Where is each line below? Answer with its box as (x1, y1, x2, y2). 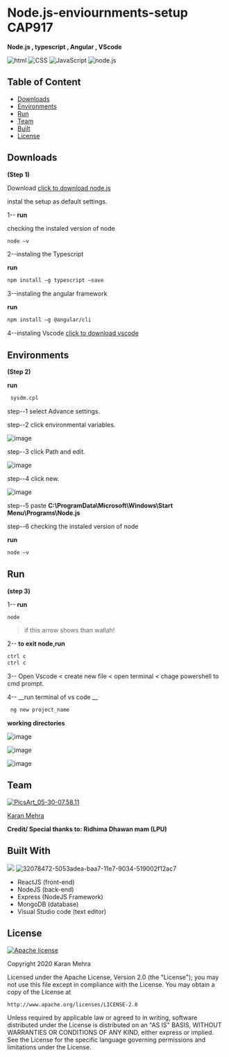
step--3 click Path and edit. (7, 447, 85, 456)
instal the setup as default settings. (7, 197, 108, 206)
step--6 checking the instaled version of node (7, 522, 139, 530)
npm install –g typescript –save (7, 277, 104, 284)
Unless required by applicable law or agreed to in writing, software (7, 1013, 198, 1022)
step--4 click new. (7, 474, 60, 482)
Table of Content (7, 76, 81, 88)
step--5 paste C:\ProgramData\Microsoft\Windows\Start (7, 501, 173, 509)
